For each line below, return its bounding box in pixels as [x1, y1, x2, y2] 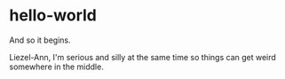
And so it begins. [9, 35, 71, 45]
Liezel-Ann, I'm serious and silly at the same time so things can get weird [9, 51, 277, 62]
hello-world [9, 5, 98, 26]
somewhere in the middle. [9, 61, 104, 72]
